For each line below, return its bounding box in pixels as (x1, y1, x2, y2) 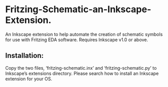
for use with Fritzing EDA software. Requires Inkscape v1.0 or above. (5, 37, 148, 43)
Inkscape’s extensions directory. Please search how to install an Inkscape (5, 70, 159, 76)
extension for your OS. (5, 75, 52, 82)
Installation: (5, 51, 44, 60)
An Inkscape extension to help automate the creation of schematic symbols (5, 31, 163, 37)
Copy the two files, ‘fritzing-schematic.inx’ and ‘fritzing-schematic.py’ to (5, 65, 157, 71)
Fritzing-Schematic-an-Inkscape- (5, 4, 151, 15)
